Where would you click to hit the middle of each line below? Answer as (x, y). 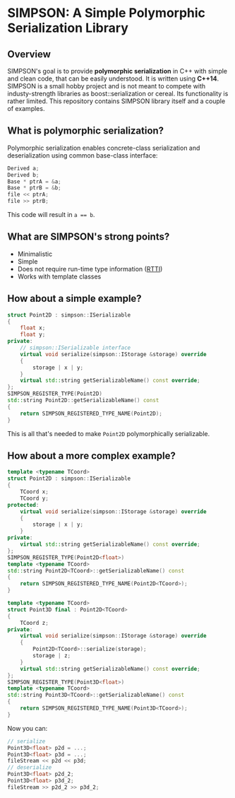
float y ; (33, 335)
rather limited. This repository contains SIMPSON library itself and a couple (116, 101)
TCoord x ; (35, 492)
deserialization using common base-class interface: (83, 155)
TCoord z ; (35, 623)
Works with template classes (59, 276)
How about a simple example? (75, 299)
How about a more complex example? (92, 456)
